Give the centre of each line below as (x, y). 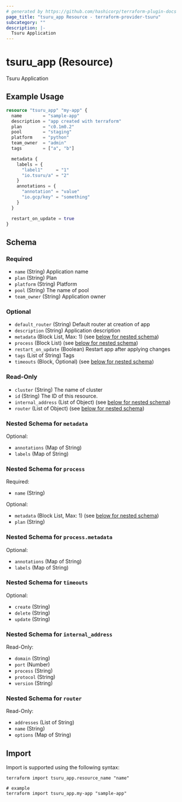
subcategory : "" (26, 22)
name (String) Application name (51, 272)
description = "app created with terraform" (66, 121)
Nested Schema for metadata (47, 423)
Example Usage (35, 97)
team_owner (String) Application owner (60, 297)
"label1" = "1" (45, 170)
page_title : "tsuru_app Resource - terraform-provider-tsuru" (83, 17)
